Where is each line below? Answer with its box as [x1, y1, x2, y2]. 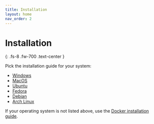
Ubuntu [12, 83, 28, 89]
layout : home [5, 12, 32, 17]
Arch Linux [12, 99, 34, 104]
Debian [12, 94, 27, 99]
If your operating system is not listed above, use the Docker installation [5, 108, 149, 114]
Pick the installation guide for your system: [5, 63, 92, 69]
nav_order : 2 [5, 16, 32, 21]
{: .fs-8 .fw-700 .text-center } [5, 53, 65, 59]
